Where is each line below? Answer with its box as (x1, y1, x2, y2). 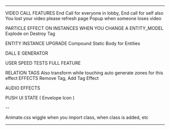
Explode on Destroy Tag (5, 31, 56, 36)
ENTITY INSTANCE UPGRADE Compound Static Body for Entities (5, 40, 141, 46)
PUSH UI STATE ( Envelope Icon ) (5, 95, 75, 101)
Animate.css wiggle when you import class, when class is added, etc (5, 114, 149, 120)
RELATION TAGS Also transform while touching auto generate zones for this (5, 70, 163, 76)
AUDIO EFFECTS (5, 85, 40, 91)
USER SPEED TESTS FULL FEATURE (5, 60, 81, 66)
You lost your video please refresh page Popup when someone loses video (5, 16, 162, 21)
